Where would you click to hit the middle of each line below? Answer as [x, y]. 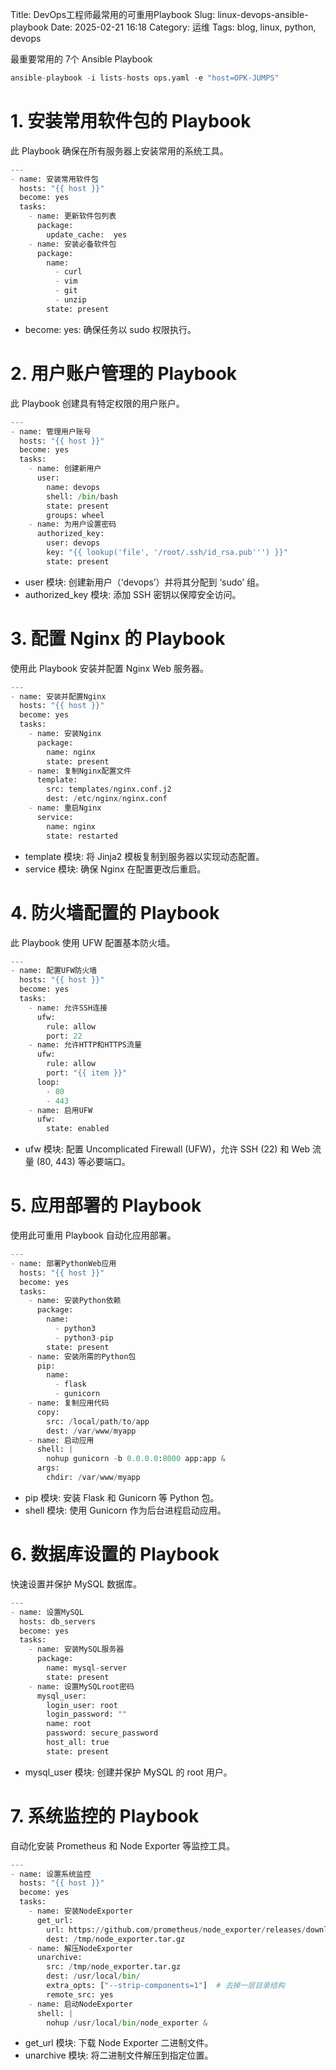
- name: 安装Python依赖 [75, 1301]
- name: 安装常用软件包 [54, 179]
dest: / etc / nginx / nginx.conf [107, 799]
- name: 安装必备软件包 [72, 244]
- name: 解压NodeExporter [80, 1948]
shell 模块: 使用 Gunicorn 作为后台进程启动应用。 [125, 1510]
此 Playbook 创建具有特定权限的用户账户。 [97, 403]
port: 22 [64, 1036]
